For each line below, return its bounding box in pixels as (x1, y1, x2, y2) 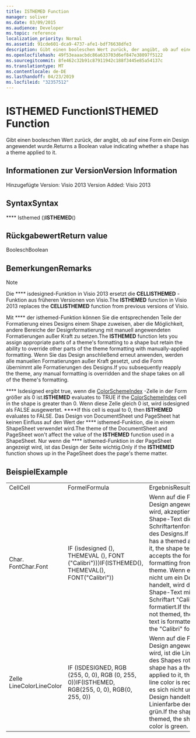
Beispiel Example (6, 467, 68, 477)
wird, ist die (149, 649, 181, 657)
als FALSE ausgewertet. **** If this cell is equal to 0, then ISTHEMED (6, 406, 173, 414)
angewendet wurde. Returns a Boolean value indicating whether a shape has (6, 142, 189, 149)
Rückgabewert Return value (6, 231, 108, 241)
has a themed (149, 537, 187, 545)
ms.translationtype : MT (6, 63, 64, 69)
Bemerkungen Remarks (6, 263, 92, 273)
